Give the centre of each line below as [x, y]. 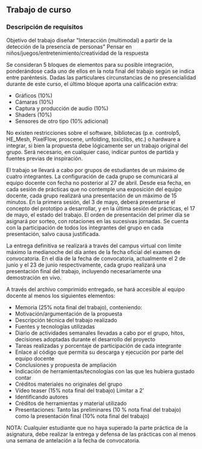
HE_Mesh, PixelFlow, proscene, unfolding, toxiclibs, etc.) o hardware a [93, 139]
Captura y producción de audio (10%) [62, 108]
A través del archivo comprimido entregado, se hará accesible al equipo [96, 289]
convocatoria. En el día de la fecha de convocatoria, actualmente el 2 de [96, 258]
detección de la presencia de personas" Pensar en [69, 46]
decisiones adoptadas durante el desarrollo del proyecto [85, 339]
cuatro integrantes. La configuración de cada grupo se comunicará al [92, 176]
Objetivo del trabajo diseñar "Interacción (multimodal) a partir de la [89, 40]
